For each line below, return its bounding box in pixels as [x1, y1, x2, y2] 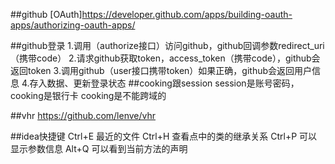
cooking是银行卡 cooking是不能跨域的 [10, 90, 167, 101]
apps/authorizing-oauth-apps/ [10, 19, 136, 31]
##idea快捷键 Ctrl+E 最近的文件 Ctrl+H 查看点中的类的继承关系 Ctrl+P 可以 [10, 130, 318, 142]
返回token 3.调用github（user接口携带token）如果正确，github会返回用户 [10, 65, 313, 76]
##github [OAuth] [10, 9, 83, 20]
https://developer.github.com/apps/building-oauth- [81, 9, 293, 20]
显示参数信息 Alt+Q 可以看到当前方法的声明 [10, 143, 188, 154]
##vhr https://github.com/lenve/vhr [10, 110, 157, 121]
